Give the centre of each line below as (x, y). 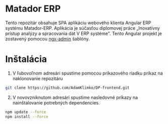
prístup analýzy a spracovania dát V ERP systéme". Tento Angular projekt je (84, 33)
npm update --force (26, 112)
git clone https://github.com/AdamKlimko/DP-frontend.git (67, 88)
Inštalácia (26, 59)
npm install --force (27, 116)
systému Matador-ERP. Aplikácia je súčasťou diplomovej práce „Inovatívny (82, 28)
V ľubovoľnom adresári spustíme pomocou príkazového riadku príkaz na (88, 73)
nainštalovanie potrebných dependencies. (56, 103)
